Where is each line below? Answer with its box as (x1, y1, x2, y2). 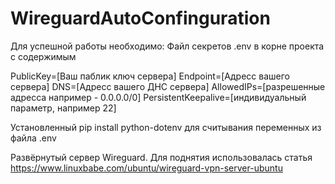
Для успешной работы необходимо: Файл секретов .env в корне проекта (10, 40, 325, 52)
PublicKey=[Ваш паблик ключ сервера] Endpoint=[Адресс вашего (10, 70, 290, 82)
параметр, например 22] (10, 102, 117, 114)
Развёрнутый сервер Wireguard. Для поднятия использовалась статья (10, 151, 313, 163)
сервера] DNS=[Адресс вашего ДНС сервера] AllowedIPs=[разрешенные (10, 80, 326, 92)
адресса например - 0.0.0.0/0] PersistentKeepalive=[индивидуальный (10, 91, 307, 103)
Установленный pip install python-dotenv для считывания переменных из (10, 121, 322, 133)
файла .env (10, 132, 57, 144)
